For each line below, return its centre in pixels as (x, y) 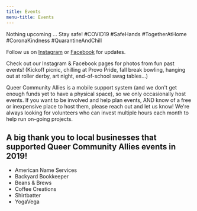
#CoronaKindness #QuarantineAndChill (54, 40)
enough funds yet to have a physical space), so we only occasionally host (96, 94)
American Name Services (46, 170)
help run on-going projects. (39, 119)
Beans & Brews (33, 183)
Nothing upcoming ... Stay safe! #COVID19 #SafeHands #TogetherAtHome (97, 34)
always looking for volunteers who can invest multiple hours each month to (98, 113)
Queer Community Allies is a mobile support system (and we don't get (92, 87)
